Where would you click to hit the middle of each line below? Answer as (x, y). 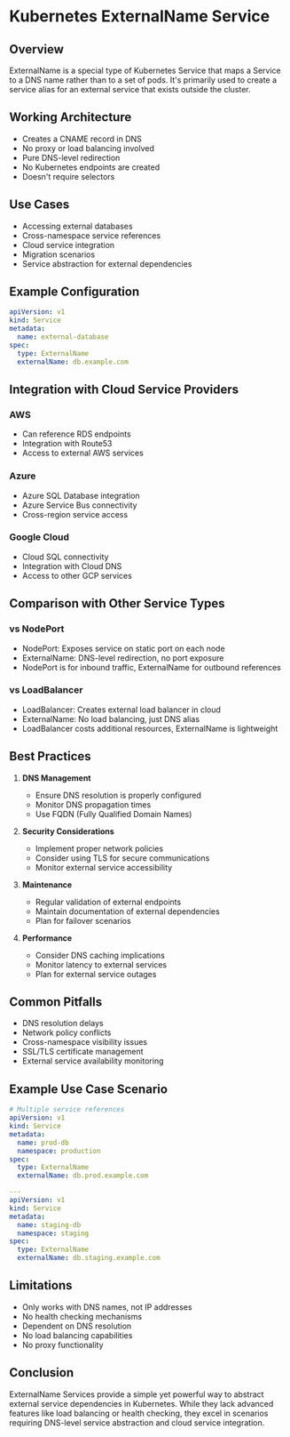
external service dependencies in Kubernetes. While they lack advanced (141, 1403)
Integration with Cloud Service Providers (124, 389)
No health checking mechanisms (82, 1316)
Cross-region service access (75, 514)
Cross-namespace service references (91, 235)
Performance (47, 938)
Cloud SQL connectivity (65, 557)
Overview (37, 49)
